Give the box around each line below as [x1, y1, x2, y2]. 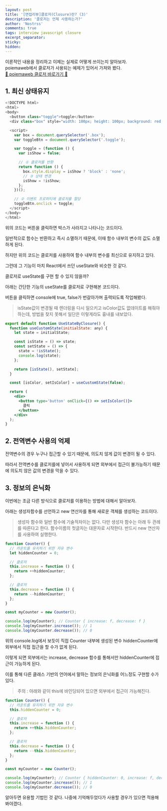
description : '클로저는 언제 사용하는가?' [5, 16, 83, 21]
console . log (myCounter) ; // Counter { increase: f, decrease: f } [5, 619, 146, 624]
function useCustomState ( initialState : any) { [9, 325, 108, 331]
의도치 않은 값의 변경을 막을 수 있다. [10, 468, 80, 474]
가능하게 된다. [14, 660, 41, 667]
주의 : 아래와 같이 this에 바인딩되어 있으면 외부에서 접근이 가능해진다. [17, 688, 151, 694]
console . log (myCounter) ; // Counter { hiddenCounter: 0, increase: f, [5, 776, 155, 781]
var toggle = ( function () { [14, 146, 75, 151]
